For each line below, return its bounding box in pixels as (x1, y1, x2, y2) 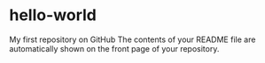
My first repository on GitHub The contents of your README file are (9, 34, 256, 45)
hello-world (9, 5, 97, 25)
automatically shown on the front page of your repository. (9, 43, 220, 53)
